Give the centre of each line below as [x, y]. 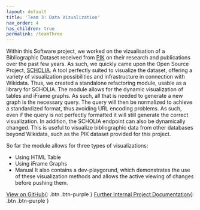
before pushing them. [41, 183]
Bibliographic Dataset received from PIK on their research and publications [98, 58]
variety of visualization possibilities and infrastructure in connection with [96, 77]
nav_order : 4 [22, 23]
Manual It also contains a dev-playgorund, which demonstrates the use [102, 170]
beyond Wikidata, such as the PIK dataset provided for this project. [89, 134]
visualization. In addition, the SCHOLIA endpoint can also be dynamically [96, 121]
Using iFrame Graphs [41, 164]
